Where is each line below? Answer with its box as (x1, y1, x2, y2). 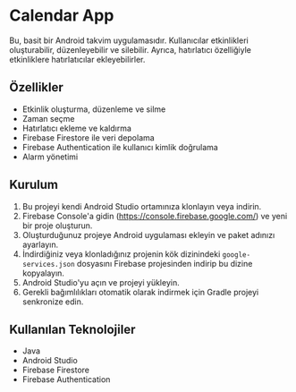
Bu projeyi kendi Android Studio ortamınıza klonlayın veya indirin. (21, 200, 262, 211)
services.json (21, 260, 75, 268)
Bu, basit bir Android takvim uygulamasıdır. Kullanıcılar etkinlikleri (9, 35, 249, 46)
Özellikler (9, 80, 64, 95)
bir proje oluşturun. (21, 220, 93, 231)
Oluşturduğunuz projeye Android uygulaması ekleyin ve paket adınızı (21, 229, 275, 240)
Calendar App (9, 5, 114, 26)
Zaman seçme (21, 113, 75, 124)
